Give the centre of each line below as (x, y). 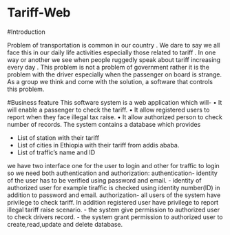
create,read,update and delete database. (65, 224)
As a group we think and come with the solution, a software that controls (110, 81)
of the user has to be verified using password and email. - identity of (104, 180)
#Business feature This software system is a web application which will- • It (115, 102)
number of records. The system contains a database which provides (104, 124)
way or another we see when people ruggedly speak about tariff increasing (114, 59)
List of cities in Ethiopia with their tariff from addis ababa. (98, 145)
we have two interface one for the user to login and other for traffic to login (114, 165)
